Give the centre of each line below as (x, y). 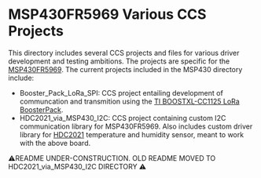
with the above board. (55, 143)
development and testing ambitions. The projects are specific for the (119, 61)
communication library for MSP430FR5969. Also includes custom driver (136, 126)
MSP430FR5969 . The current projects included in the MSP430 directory (125, 69)
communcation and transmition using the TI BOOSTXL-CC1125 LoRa (129, 101)
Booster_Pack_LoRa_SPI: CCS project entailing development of (121, 93)
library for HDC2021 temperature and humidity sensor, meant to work (132, 134)
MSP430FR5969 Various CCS (107, 15)
